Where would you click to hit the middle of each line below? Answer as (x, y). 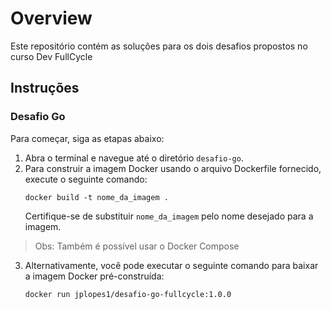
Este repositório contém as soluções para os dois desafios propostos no (159, 46)
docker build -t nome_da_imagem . (96, 197)
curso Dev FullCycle (51, 56)
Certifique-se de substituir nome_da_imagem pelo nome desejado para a (169, 216)
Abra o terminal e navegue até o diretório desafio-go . (134, 158)
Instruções (45, 88)
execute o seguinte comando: (86, 179)
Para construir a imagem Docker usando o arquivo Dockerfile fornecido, (173, 168)
